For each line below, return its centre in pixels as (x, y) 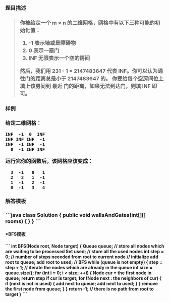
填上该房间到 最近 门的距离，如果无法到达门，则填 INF (85, 86)
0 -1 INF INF (28, 149)
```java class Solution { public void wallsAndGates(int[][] (76, 215)
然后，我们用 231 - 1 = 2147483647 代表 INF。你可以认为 (89, 71)
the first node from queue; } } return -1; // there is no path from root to (79, 289)
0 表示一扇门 (44, 50)
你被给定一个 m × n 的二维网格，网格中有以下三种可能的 (88, 23)
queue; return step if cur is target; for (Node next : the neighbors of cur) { (83, 278)
